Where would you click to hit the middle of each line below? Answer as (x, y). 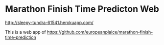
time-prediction (21, 37)
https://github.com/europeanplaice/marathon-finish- (100, 32)
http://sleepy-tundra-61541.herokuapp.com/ (49, 22)
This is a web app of (25, 32)
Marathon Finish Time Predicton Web (82, 9)
